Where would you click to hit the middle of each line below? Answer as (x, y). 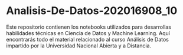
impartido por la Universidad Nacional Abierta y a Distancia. (79, 46)
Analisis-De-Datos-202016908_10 (92, 11)
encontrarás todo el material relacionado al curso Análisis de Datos (88, 39)
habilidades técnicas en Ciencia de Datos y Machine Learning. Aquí (88, 33)
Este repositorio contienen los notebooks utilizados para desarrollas (89, 27)
